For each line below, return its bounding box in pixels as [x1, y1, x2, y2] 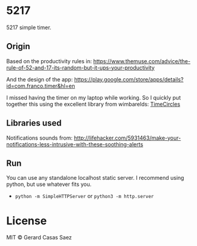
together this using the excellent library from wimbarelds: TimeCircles [6, 100, 181, 108]
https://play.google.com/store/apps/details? [74, 75, 184, 83]
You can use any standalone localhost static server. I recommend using [6, 174, 184, 182]
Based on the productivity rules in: [6, 57, 92, 64]
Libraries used [6, 118, 62, 128]
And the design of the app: [6, 75, 73, 83]
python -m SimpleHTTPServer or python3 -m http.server [15, 193, 154, 200]
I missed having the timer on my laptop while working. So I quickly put [6, 94, 181, 101]
